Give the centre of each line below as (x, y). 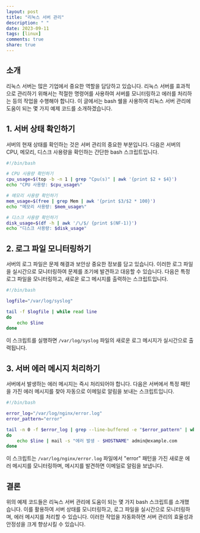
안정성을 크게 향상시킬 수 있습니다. (46, 524)
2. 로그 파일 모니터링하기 (49, 249)
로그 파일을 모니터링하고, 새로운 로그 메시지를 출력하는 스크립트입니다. (87, 279)
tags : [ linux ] (24, 34)
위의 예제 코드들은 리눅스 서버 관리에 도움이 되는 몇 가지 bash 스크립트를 (90, 502)
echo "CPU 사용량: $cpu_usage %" (44, 185)
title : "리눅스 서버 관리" (35, 17)
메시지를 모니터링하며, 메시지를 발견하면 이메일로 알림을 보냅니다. (88, 466)
